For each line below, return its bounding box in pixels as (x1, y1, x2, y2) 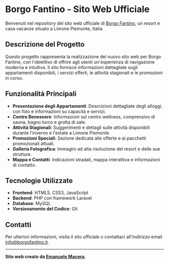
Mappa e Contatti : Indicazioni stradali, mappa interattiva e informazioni (12, 156, 160, 162)
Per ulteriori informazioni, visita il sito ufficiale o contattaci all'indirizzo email (5, 234, 162, 240)
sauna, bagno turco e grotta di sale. (12, 119, 87, 125)
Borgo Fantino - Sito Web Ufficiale (5, 4, 150, 15)
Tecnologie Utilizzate (5, 176, 73, 185)
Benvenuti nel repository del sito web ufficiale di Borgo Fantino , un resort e (5, 20, 160, 26)
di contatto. (12, 162, 37, 168)
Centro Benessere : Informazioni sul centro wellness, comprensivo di (12, 113, 155, 119)
